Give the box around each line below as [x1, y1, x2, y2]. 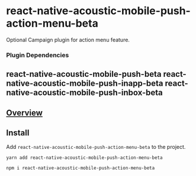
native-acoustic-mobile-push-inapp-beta [6, 79, 163, 89]
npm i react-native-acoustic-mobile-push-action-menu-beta [6, 165, 155, 171]
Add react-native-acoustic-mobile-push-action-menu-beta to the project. [6, 144, 186, 151]
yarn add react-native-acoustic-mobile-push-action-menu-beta [6, 155, 163, 161]
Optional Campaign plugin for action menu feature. [6, 36, 130, 43]
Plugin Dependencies [6, 51, 69, 59]
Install [6, 128, 30, 138]
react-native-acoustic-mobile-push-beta [6, 69, 162, 79]
